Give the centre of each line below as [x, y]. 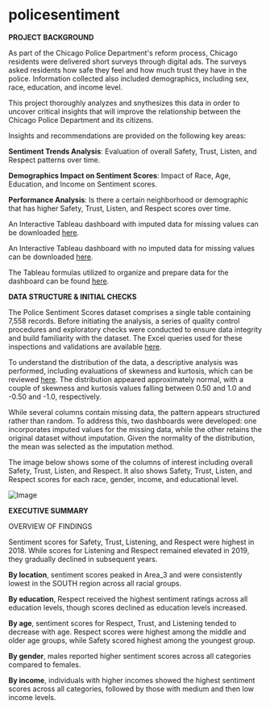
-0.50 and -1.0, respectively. [55, 396]
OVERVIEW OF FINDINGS [50, 526]
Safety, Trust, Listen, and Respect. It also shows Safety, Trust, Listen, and [130, 471]
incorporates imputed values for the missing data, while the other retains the [135, 429]
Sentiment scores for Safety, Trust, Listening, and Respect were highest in [131, 542]
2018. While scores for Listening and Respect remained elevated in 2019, [129, 550]
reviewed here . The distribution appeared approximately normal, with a [126, 379]
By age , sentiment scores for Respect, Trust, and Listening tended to [123, 623]
